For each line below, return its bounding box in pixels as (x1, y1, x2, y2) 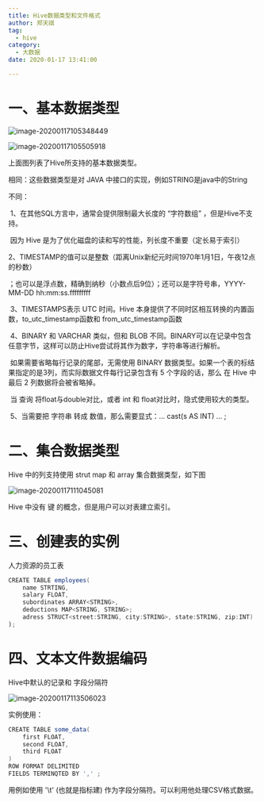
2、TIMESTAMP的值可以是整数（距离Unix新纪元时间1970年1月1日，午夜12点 (8, 251, 256, 262)
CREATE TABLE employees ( (8, 576, 90, 584)
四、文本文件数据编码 (8, 650, 148, 667)
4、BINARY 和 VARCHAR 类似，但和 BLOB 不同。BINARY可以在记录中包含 (10, 331, 252, 340)
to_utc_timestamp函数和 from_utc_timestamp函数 (21, 314, 182, 324)
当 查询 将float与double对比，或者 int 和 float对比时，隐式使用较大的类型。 (10, 394, 254, 404)
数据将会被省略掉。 (36, 378, 101, 387)
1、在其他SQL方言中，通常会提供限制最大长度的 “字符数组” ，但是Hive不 (10, 208, 246, 218)
